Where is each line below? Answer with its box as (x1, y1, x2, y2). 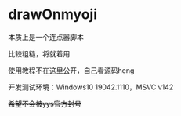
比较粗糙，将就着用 (8, 49, 71, 58)
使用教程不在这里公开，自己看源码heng (8, 65, 135, 75)
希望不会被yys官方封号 (8, 99, 82, 108)
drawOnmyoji (8, 5, 98, 24)
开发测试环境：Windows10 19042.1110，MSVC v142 (8, 82, 174, 92)
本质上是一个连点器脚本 (8, 32, 84, 42)
